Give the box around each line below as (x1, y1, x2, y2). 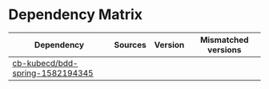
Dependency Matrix (8, 6, 143, 24)
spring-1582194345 (12, 68, 94, 79)
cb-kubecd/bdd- (12, 57, 78, 68)
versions (207, 44, 242, 55)
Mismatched (199, 34, 250, 45)
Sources (114, 39, 147, 50)
